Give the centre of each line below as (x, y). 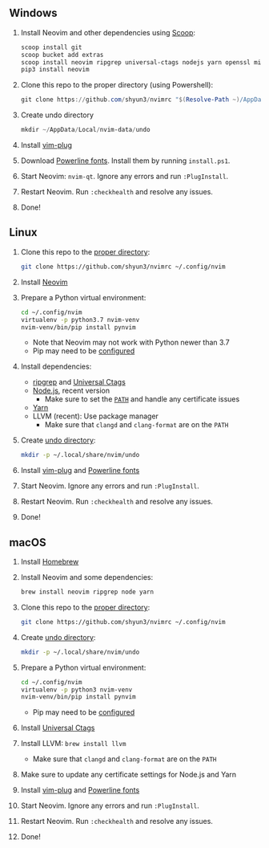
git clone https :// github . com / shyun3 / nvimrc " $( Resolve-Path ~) (130, 100)
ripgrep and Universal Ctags (79, 382)
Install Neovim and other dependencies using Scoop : (108, 32)
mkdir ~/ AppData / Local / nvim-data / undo (85, 130)
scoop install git (51, 47)
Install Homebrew (50, 562)
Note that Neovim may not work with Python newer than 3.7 (131, 342)
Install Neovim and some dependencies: (87, 577)
